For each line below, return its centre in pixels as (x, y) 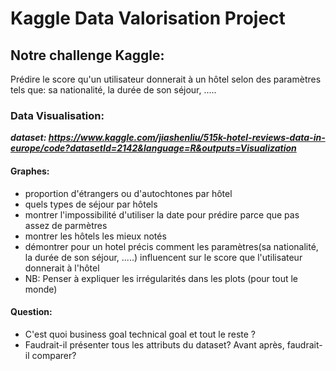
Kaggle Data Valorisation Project (148, 18)
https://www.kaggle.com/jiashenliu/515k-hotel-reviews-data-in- (187, 138)
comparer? (54, 355)
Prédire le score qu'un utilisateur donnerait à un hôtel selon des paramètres (166, 79)
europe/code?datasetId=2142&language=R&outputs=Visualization (153, 148)
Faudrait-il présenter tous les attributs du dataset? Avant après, (154, 344)
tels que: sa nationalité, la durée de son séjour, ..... (113, 90)
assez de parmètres (66, 225)
